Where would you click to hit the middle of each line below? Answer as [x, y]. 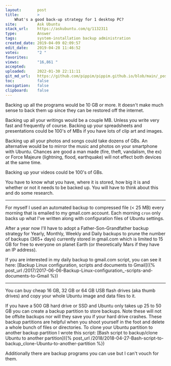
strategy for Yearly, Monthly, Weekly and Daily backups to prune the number [85, 233]
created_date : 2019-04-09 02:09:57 [43, 43]
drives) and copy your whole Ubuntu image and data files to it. [71, 296]
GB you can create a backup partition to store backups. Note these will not [83, 311]
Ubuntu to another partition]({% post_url [48, 338]
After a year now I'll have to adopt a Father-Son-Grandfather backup [77, 228]
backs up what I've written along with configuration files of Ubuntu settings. [85, 218]
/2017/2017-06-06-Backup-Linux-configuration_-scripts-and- [88, 270]
